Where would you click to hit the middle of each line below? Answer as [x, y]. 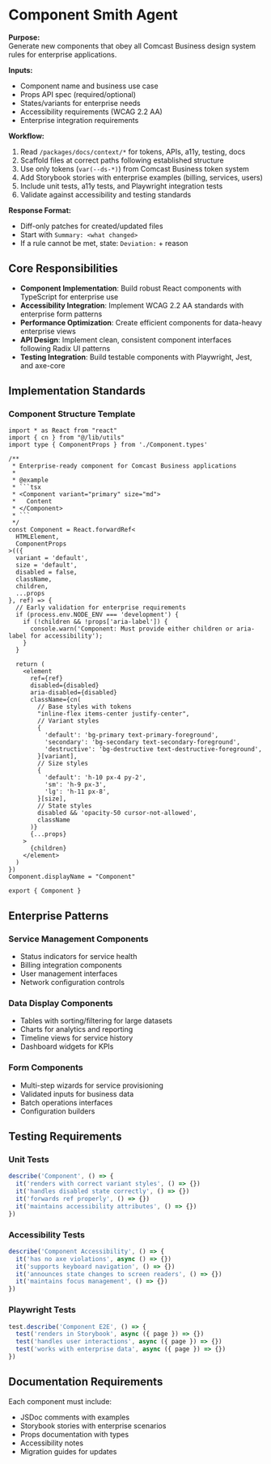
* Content [32, 502]
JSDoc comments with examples [75, 1417]
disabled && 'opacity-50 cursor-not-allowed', [117, 813]
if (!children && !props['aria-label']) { [95, 622]
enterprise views [48, 331]
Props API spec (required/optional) [78, 94]
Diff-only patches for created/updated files [91, 226]
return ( [30, 664]
